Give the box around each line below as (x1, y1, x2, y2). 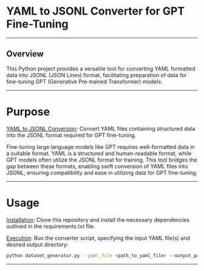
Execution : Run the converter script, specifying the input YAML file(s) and (6, 234, 190, 241)
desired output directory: (6, 241, 69, 248)
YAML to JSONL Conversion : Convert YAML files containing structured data (6, 125, 195, 132)
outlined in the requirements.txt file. (6, 222, 95, 230)
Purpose (6, 105, 50, 118)
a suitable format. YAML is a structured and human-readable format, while (6, 149, 192, 157)
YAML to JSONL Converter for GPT (6, 4, 185, 18)
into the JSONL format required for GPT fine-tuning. (6, 131, 137, 139)
